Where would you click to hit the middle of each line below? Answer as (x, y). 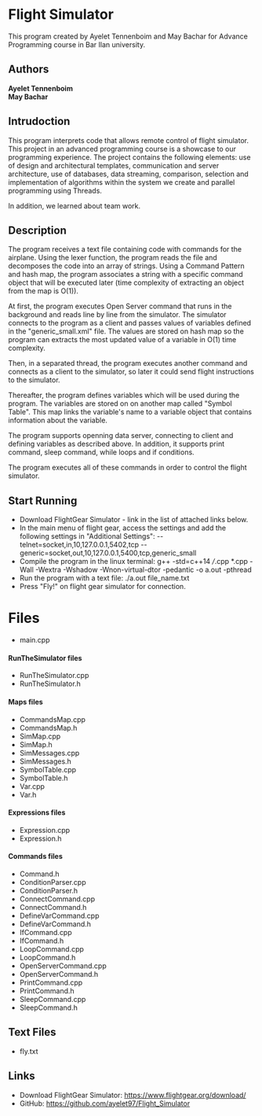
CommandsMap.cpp (53, 719)
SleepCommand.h (49, 1007)
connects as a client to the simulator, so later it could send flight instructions (131, 372)
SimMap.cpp (40, 736)
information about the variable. (58, 420)
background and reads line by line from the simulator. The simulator (117, 315)
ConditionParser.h (49, 890)
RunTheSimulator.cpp (54, 676)
